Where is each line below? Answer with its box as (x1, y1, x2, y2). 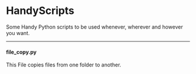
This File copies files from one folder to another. (6, 61, 121, 68)
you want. (6, 29, 30, 36)
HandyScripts (6, 4, 75, 17)
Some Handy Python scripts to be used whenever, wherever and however (6, 23, 183, 30)
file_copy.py (6, 48, 37, 55)
